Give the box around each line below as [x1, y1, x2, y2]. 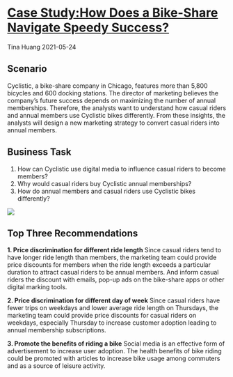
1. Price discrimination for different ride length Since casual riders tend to [7, 246, 221, 254]
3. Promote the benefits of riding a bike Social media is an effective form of [7, 339, 225, 348]
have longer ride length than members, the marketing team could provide [7, 253, 217, 262]
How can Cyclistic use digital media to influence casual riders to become [17, 164, 226, 173]
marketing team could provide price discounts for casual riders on [7, 311, 197, 320]
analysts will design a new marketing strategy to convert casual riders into [7, 118, 220, 127]
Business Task [7, 146, 72, 158]
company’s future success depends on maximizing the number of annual [7, 96, 216, 105]
